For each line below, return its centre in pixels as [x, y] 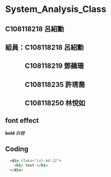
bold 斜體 [15, 133]
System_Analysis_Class [56, 9]
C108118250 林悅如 [55, 103]
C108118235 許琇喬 [55, 84]
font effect [22, 120]
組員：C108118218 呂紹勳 [44, 47]
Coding [17, 149]
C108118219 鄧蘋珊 [54, 66]
